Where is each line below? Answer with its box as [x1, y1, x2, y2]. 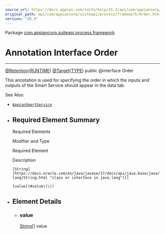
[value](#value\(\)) [12, 184, 55, 189]
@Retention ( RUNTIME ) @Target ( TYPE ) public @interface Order [5, 68, 134, 74]
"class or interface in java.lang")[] [50, 175, 129, 181]
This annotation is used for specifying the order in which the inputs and [5, 77, 150, 83]
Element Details [12, 197, 61, 206]
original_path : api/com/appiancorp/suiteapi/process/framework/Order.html [5, 12, 162, 17]
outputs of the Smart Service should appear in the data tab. [5, 82, 125, 88]
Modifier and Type [12, 138, 50, 144]
